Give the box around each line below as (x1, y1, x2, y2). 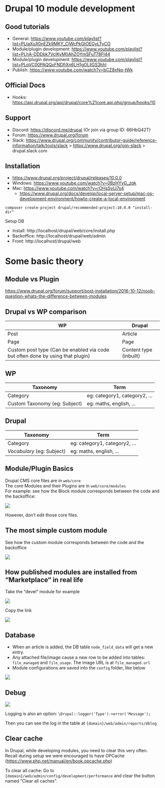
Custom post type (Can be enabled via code (7, 346, 110, 353)
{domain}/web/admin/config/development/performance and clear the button (5, 773, 155, 779)
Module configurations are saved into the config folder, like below (12, 665, 146, 671)
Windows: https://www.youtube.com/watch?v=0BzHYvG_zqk (12, 180, 137, 186)
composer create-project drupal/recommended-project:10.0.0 (5, 205, 131, 211)
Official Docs (5, 81, 46, 90)
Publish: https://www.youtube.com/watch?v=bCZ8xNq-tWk (12, 67, 133, 73)
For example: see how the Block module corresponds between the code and (5, 488, 160, 494)
